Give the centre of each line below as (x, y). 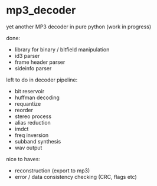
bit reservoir (30, 91)
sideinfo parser (33, 68)
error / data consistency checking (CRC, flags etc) (76, 177)
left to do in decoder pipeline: (42, 80)
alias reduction (33, 122)
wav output (28, 148)
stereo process (33, 116)
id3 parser (27, 56)
